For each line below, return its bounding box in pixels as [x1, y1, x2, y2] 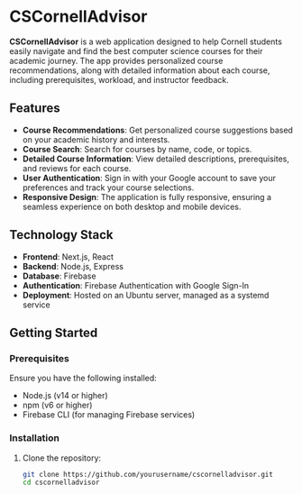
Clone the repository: [22, 453, 102, 463]
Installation [9, 432, 60, 444]
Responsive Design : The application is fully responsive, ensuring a [22, 191, 272, 202]
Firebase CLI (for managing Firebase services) [22, 409, 196, 420]
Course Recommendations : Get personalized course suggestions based [22, 124, 293, 135]
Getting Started [9, 325, 98, 340]
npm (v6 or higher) [22, 399, 93, 411]
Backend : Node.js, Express [22, 261, 124, 271]
